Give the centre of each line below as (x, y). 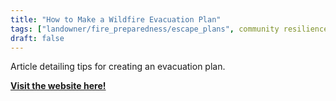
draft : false (37, 38)
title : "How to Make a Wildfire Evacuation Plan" (116, 19)
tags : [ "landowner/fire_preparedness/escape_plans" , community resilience (169, 29)
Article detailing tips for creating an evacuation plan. (118, 67)
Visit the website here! (58, 86)
